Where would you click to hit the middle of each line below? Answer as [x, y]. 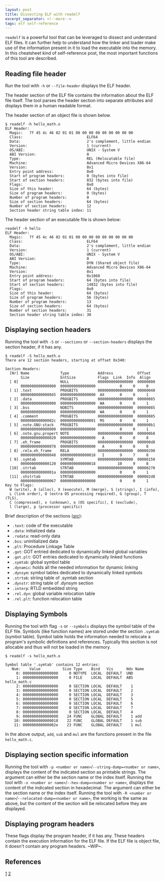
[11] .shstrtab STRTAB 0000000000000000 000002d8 [82, 476]
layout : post [18, 10]
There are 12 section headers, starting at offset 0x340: [66, 360]
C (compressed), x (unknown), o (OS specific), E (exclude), [74, 502]
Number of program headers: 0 [49, 197]
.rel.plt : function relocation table [47, 598]
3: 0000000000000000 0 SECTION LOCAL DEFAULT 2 [75, 690]
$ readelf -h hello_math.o [33, 124]
